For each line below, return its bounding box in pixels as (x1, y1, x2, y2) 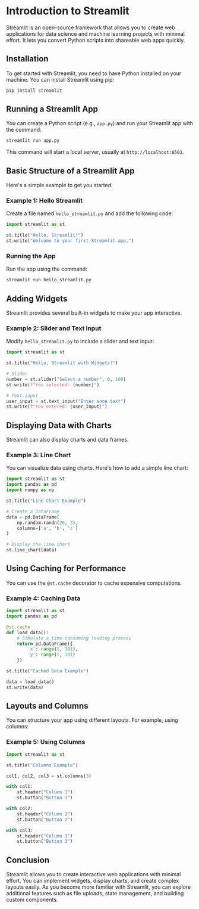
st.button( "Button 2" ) (17, 817, 73, 823)
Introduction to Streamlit (6, 4, 129, 18)
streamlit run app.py (6, 138, 60, 144)
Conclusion (6, 855, 50, 865)
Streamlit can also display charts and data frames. (6, 436, 129, 443)
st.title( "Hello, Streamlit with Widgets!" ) (6, 360, 118, 366)
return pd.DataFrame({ (17, 641, 73, 647)
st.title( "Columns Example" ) (6, 762, 78, 768)
